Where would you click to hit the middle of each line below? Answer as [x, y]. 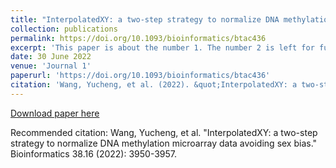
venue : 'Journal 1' [51, 66]
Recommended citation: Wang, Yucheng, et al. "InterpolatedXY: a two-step [164, 132]
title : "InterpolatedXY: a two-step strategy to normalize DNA [145, 19]
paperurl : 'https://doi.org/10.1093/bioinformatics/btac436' [140, 76]
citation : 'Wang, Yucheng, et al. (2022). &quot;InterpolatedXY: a [154, 85]
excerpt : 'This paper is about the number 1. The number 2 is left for [162, 47]
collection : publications [64, 29]
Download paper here [55, 113]
